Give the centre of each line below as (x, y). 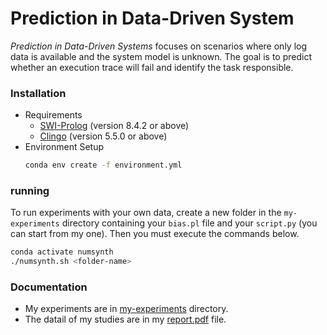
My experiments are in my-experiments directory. (126, 309)
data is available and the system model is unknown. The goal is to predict (161, 56)
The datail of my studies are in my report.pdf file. (125, 319)
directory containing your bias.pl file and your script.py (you (189, 223)
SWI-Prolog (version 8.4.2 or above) (114, 126)
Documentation (49, 287)
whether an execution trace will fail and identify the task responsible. (152, 67)
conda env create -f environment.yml (103, 165)
